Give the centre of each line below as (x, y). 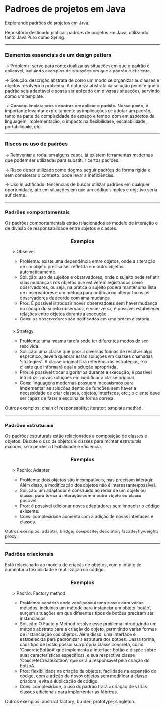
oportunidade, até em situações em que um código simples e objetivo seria (81, 190)
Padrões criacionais (29, 554)
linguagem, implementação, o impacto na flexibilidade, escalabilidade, (76, 121)
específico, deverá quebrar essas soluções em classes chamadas (86, 356)
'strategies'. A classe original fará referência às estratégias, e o (83, 362)
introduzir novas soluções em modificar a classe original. (77, 378)
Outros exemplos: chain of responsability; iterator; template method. (74, 408)
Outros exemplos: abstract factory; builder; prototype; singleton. (70, 702)
